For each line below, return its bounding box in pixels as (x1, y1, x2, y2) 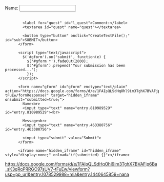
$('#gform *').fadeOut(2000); (26, 59, 89, 64)
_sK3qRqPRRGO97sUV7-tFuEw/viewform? (5, 166, 90, 172)
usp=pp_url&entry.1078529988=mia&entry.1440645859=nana (5, 171, 129, 177)
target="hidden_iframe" (51, 93, 99, 98)
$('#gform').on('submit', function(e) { (22, 55, 106, 59)
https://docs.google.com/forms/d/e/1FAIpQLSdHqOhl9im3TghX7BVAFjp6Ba (5, 161, 158, 167)
